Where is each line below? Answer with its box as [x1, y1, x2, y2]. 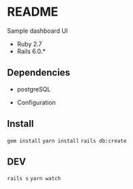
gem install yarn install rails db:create [7, 137, 127, 144]
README [7, 4, 59, 20]
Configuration [16, 98, 56, 106]
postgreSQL [16, 85, 51, 93]
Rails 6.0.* [16, 47, 46, 55]
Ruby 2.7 [16, 40, 42, 48]
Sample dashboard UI [7, 27, 68, 35]
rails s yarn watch [7, 175, 61, 182]
